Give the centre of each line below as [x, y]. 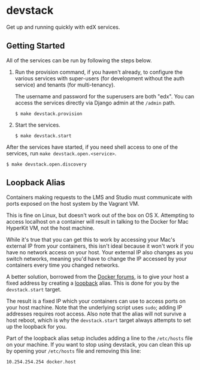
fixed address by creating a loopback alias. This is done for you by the [93, 283]
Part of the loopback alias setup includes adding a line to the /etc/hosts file [99, 338]
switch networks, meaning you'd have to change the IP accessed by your [97, 258]
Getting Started [36, 46]
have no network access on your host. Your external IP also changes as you [100, 252]
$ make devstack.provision [49, 114]
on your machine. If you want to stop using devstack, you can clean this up [99, 344]
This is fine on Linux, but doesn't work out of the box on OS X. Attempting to [100, 215]
